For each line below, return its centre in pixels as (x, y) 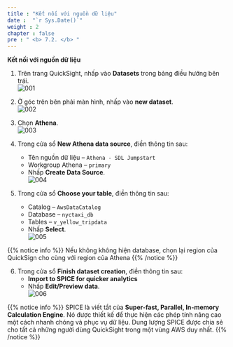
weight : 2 (23, 27)
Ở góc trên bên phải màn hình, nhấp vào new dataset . (95, 102)
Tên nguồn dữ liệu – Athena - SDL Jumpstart (92, 158)
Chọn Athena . (38, 123)
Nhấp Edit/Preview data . (64, 286)
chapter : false (31, 33)
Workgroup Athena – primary (69, 165)
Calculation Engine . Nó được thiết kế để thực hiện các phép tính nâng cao (114, 315)
